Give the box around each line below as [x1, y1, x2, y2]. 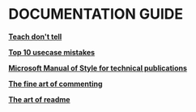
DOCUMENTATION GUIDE [8, 5, 184, 24]
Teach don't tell [8, 32, 62, 41]
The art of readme [8, 94, 70, 104]
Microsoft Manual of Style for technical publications [8, 62, 188, 73]
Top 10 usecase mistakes [8, 47, 96, 57]
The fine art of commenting [8, 79, 103, 88]
